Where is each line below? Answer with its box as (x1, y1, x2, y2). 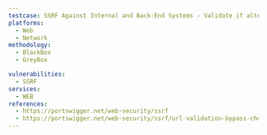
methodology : (8, 41, 52, 49)
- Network (15, 33, 48, 42)
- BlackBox (15, 48, 52, 56)
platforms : (8, 19, 44, 27)
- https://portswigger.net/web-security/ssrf (15, 107, 169, 115)
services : (8, 85, 41, 93)
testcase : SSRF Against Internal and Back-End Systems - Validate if (8, 11, 244, 20)
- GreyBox (15, 56, 48, 64)
